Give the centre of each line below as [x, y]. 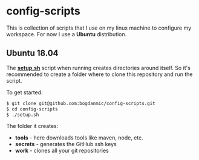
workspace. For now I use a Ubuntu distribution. [67, 34]
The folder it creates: [32, 126]
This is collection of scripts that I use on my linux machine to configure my [99, 28]
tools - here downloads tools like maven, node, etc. [79, 138]
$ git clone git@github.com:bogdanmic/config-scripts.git [81, 103]
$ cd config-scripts [32, 109]
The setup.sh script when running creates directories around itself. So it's [98, 68]
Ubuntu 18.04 [32, 53]
